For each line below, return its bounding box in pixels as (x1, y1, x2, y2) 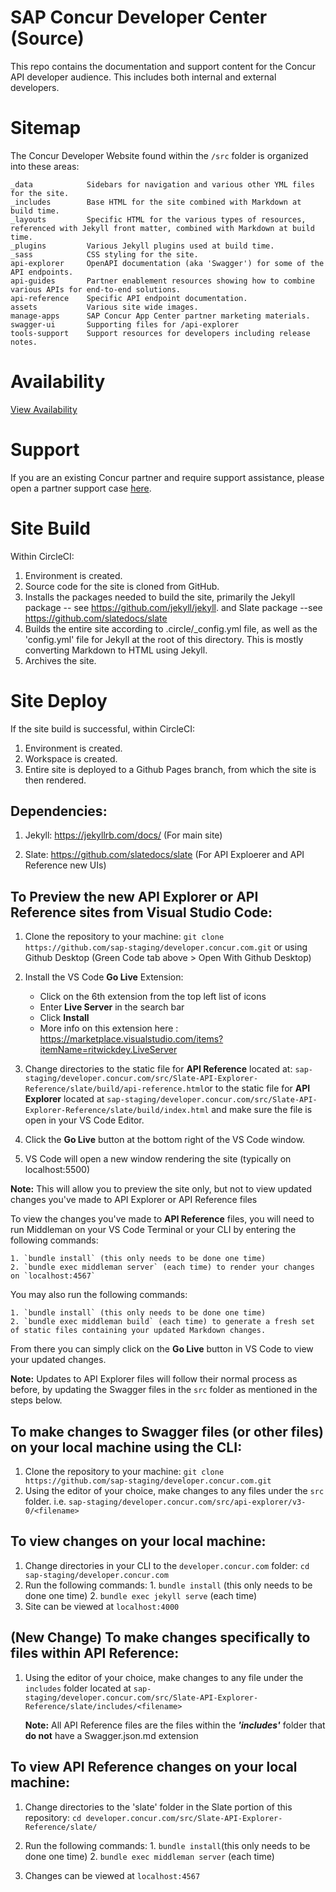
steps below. (10, 1394, 63, 1406)
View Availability (10, 403, 78, 415)
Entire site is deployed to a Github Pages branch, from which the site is (24, 763, 317, 775)
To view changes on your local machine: (10, 1533, 267, 1550)
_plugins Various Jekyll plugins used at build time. (10, 241, 275, 251)
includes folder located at (24, 1682, 132, 1694)
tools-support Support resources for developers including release (10, 328, 311, 338)
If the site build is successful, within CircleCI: (10, 722, 195, 735)
